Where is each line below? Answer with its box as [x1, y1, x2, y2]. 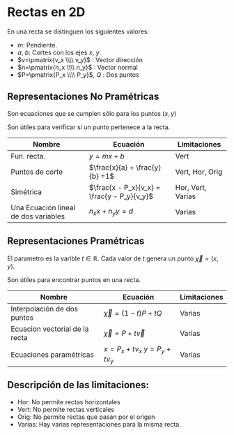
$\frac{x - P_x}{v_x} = [88, 182, 161, 192]
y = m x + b [88, 151, 125, 161]
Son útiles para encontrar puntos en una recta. [7, 275, 141, 283]
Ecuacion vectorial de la [10, 324, 89, 334]
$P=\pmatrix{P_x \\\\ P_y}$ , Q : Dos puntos [17, 71, 139, 79]
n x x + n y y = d [88, 207, 134, 217]
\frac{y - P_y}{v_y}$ [88, 191, 154, 201]
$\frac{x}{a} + [88, 162, 134, 172]
